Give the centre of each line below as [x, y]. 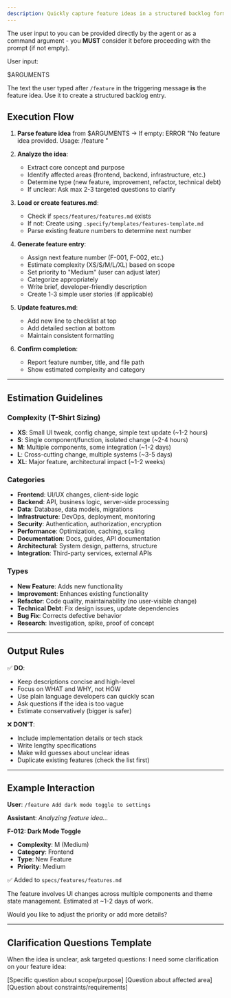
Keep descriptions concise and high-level [76, 681]
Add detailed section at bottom [71, 328]
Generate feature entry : [52, 244]
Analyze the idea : [43, 154]
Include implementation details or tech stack [80, 738]
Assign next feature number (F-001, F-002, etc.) [96, 258]
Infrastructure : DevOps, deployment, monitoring [86, 517]
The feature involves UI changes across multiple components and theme [110, 894]
